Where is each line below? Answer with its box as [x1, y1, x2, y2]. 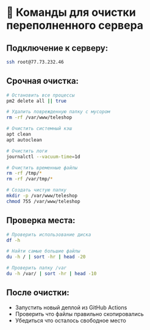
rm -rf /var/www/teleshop [6, 114, 72, 121]
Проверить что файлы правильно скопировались [15, 310, 144, 317]
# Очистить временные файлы [6, 164, 78, 170]
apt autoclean [6, 137, 43, 143]
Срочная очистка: [6, 76, 79, 86]
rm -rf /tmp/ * [6, 170, 43, 177]
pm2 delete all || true [6, 98, 67, 104]
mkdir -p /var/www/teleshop [6, 193, 78, 199]
